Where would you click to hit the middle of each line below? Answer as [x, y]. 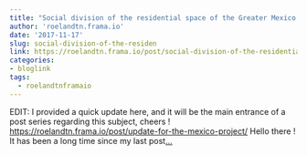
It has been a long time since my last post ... [91, 140]
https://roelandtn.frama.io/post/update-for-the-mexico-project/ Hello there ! [153, 131]
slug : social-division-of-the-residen [83, 43]
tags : [20, 77]
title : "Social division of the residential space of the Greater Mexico [153, 18]
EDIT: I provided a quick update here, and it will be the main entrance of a [148, 111]
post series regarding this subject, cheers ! [90, 121]
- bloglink [30, 69]
